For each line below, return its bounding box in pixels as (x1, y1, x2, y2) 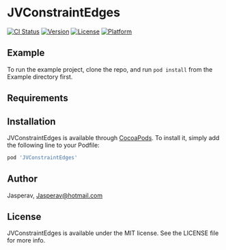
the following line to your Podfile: (7, 141, 100, 149)
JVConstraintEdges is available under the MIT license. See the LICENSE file (7, 229, 219, 237)
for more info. (7, 236, 46, 245)
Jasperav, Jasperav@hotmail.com (7, 191, 103, 199)
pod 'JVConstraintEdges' (7, 154, 78, 161)
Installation (7, 115, 56, 127)
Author (7, 173, 38, 185)
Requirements (7, 92, 68, 104)
